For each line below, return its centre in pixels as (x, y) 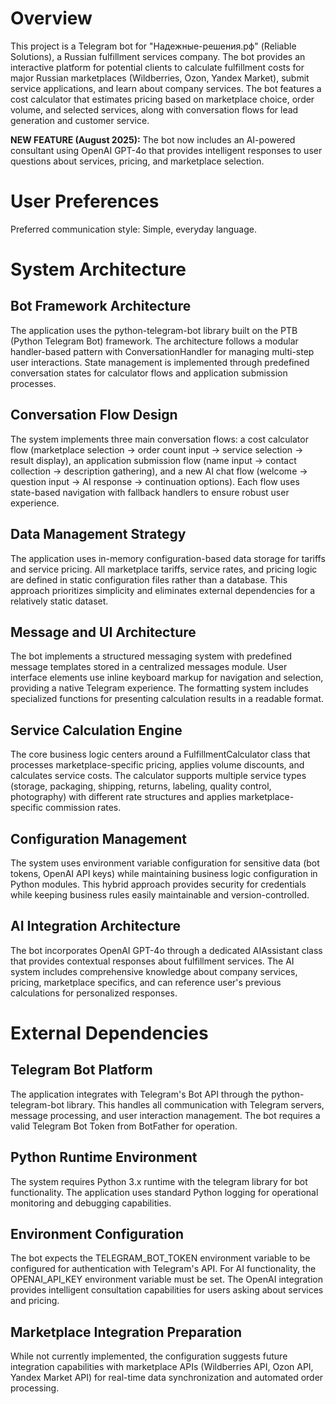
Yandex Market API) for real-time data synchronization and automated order (167, 1378)
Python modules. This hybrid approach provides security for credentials (158, 884)
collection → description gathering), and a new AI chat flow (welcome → (159, 471)
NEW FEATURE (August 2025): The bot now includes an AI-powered (153, 139)
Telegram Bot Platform (81, 1070)
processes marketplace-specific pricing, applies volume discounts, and (157, 765)
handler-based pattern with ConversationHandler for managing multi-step (162, 351)
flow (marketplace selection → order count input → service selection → (157, 449)
